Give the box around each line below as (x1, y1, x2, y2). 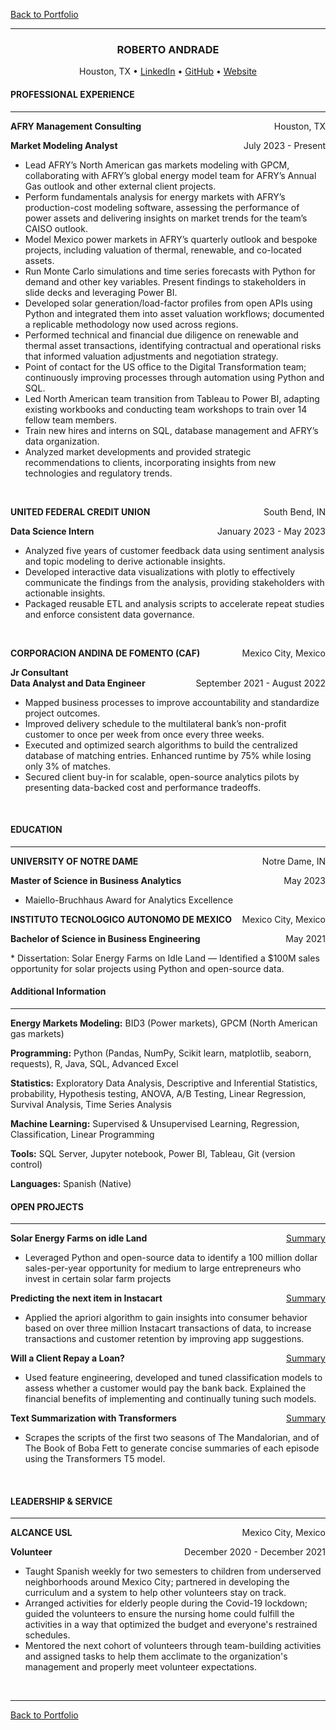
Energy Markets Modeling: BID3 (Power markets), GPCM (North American (10, 1017, 318, 1029)
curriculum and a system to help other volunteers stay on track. (24, 1587, 287, 1599)
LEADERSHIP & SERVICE (10, 1495, 113, 1507)
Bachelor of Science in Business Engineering (10, 932, 201, 944)
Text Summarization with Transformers (10, 1412, 177, 1424)
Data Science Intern (10, 525, 95, 537)
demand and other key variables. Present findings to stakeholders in (24, 275, 307, 288)
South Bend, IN (263, 505, 326, 518)
